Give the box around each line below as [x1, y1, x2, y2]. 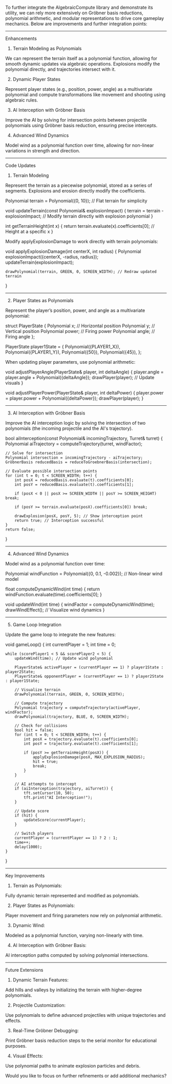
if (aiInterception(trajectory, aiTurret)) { [14, 786, 114, 791]
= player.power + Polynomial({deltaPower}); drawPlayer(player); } [5, 395, 144, 401]
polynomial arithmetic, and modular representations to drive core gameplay [5, 15, 164, 21]
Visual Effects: [12, 1053, 44, 1059]
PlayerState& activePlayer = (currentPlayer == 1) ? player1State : [14, 665, 164, 670]
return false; [5, 527, 36, 532]
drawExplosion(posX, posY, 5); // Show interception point [14, 514, 143, 519]
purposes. [5, 1043, 27, 1049]
